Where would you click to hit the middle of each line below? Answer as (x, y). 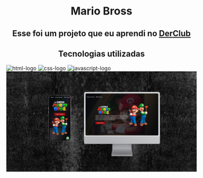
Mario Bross (101, 11)
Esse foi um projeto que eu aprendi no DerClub (101, 33)
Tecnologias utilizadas (101, 53)
